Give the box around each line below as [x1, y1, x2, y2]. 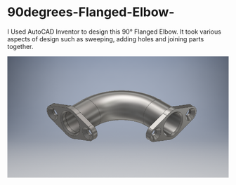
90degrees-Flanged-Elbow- [7, 4, 175, 20]
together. [7, 42, 34, 50]
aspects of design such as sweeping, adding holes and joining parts [7, 34, 204, 43]
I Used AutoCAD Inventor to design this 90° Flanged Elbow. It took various [7, 27, 221, 36]
